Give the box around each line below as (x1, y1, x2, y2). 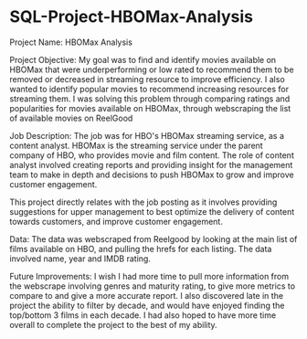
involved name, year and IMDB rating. (9, 253, 151, 264)
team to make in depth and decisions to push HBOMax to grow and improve (9, 169, 294, 180)
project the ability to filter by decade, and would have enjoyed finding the (9, 300, 285, 311)
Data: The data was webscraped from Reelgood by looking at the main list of (9, 233, 298, 244)
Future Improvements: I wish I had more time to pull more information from (9, 270, 290, 281)
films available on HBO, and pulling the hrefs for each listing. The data (9, 243, 272, 254)
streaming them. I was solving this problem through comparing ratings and (9, 93, 291, 104)
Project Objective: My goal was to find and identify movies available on (9, 54, 277, 65)
